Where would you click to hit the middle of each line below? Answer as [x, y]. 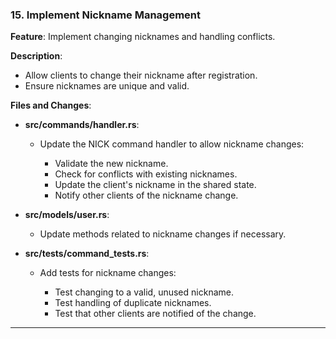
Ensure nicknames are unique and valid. [107, 86]
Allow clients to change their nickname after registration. [141, 75]
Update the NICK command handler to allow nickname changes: [172, 144]
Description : [36, 56]
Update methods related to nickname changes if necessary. [163, 234]
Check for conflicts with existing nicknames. [146, 174]
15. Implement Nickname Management [106, 15]
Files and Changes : [51, 105]
